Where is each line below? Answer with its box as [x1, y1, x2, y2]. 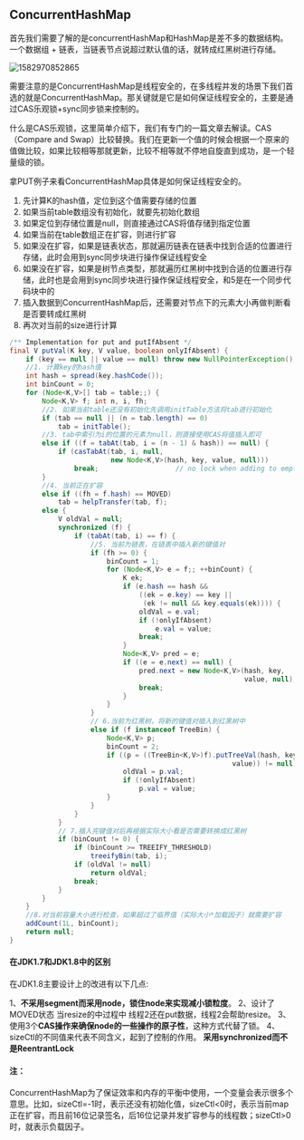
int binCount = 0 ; [25, 380, 95, 389]
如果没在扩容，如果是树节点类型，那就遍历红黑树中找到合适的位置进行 [22, 263, 285, 274]
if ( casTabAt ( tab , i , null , [57, 448, 165, 457]
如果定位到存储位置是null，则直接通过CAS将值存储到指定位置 [22, 217, 251, 228]
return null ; [25, 928, 75, 937]
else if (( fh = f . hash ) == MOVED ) [42, 489, 172, 498]
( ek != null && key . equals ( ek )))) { [143, 598, 281, 608]
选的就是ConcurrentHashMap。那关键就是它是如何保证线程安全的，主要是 [9, 92, 286, 102]
